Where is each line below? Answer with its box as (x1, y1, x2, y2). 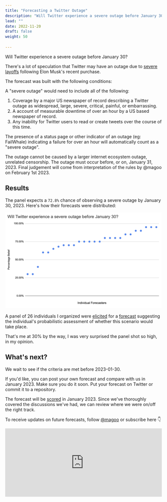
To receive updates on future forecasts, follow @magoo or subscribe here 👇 (5, 417, 162, 422)
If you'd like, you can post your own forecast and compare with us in (5, 376, 146, 382)
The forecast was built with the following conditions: (5, 78, 112, 84)
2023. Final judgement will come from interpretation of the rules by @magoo (5, 164, 162, 170)
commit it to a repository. (5, 386, 56, 392)
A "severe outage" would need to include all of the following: (5, 87, 130, 94)
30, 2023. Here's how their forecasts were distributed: (5, 202, 116, 208)
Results (5, 184, 29, 192)
